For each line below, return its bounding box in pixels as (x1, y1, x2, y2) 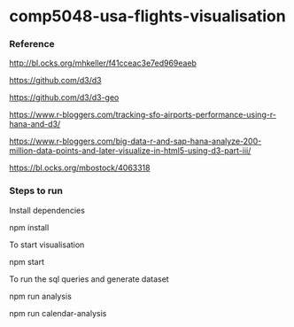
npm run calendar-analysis (9, 308, 107, 318)
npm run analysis (9, 291, 73, 301)
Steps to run (9, 184, 64, 197)
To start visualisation (9, 239, 85, 250)
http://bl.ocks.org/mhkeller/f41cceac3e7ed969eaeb (9, 58, 197, 68)
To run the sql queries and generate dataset (9, 273, 170, 284)
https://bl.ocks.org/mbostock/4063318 (9, 162, 151, 174)
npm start (9, 256, 45, 267)
